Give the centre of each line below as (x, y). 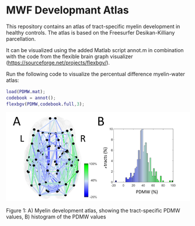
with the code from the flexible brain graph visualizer (69, 56)
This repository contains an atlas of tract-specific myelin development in (93, 26)
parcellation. (21, 39)
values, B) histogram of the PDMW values (56, 217)
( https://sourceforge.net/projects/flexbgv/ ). (58, 63)
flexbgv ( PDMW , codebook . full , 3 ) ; (45, 104)
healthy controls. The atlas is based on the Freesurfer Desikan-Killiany (90, 32)
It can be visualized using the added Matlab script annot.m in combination (95, 50)
